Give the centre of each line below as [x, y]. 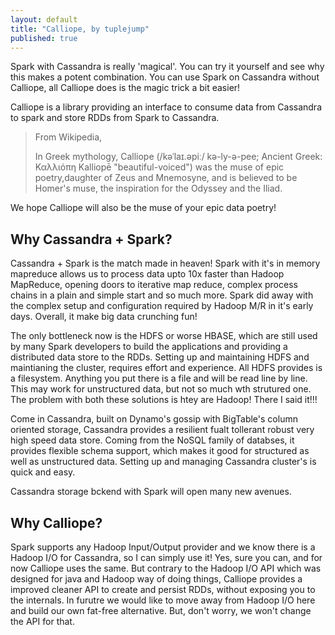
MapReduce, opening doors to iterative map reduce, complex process [154, 285]
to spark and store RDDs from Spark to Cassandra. [115, 118]
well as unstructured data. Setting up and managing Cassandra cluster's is [163, 462]
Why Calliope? [56, 522]
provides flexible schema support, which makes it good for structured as [160, 451]
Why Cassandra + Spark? [91, 239]
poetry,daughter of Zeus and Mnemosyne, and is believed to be [166, 178]
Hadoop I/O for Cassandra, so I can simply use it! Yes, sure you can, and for [166, 557]
